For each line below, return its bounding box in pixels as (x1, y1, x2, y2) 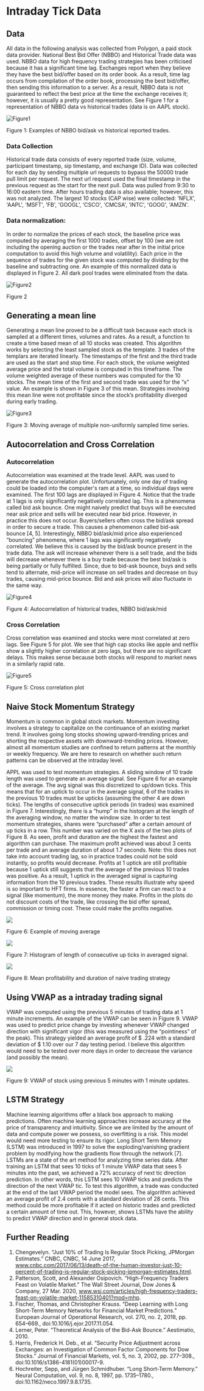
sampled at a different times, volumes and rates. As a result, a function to (6, 333, 190, 340)
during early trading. (6, 398, 58, 405)
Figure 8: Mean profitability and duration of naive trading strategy (6, 974, 171, 982)
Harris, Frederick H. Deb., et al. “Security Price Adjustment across (15, 1339, 181, 1346)
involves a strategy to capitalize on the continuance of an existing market (6, 724, 190, 731)
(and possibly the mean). (6, 1054, 69, 1061)
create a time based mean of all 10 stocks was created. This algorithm (6, 340, 182, 347)
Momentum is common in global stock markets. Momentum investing (6, 718, 180, 725)
